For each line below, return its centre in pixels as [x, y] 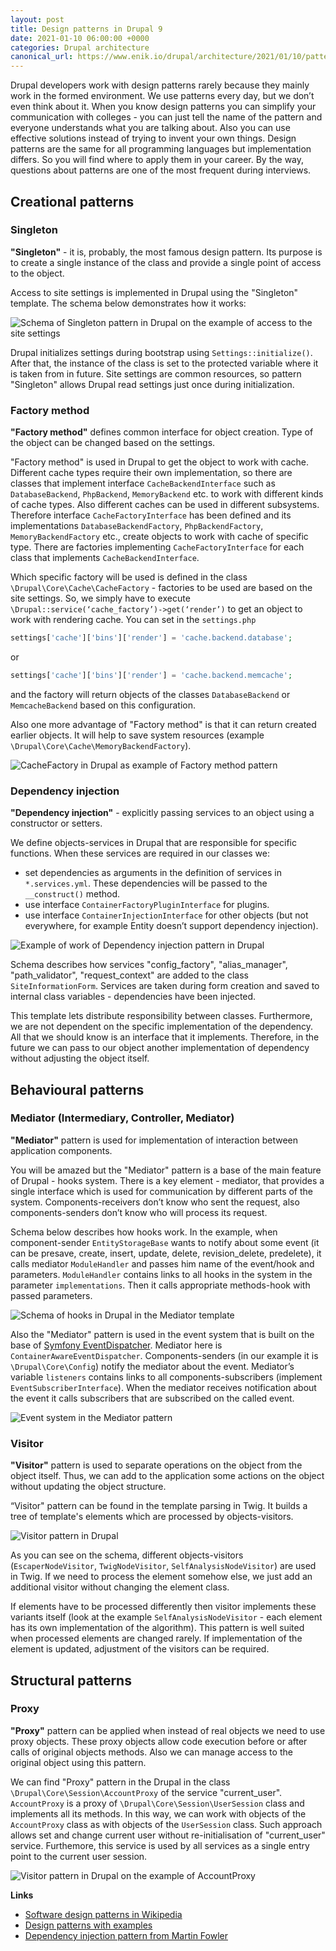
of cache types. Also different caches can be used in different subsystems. [165, 505]
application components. [61, 1150]
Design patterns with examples [88, 1925]
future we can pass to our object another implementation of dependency [160, 1048]
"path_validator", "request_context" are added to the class [129, 975]
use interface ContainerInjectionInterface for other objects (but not [166, 915]
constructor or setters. [56, 823]
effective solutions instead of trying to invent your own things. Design [153, 138]
